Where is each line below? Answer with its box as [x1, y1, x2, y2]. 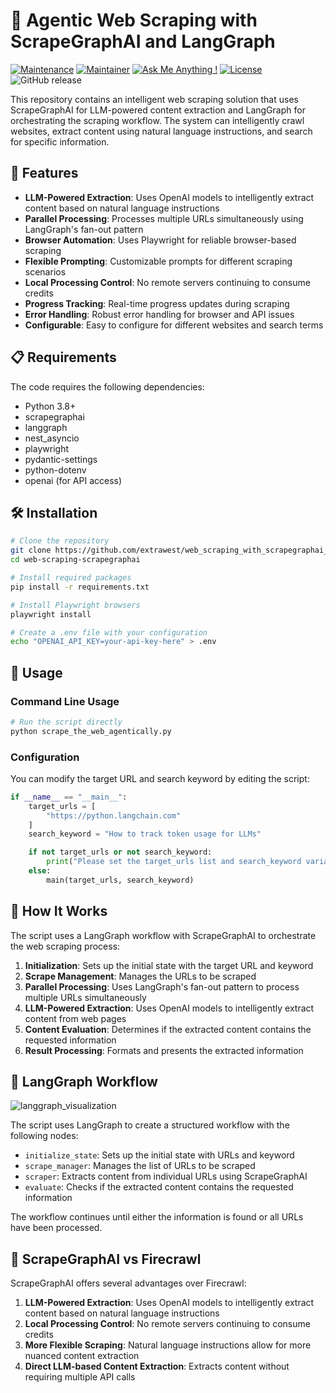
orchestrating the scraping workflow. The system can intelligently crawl [10, 114, 305, 126]
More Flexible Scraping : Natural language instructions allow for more [24, 1339, 312, 1351]
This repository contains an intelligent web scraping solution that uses [10, 93, 299, 105]
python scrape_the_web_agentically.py [10, 726, 172, 736]
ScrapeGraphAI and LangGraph [10, 30, 276, 53]
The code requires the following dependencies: [10, 380, 205, 393]
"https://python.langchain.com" [46, 810, 182, 821]
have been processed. [10, 1222, 103, 1234]
